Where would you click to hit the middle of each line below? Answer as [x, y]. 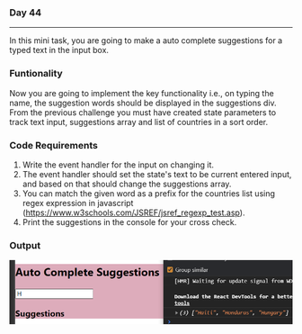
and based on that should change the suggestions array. [127, 184]
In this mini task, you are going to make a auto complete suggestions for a [146, 41]
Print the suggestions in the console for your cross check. [129, 221]
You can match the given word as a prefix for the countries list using [149, 193]
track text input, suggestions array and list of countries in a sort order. [138, 122]
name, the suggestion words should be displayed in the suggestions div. [143, 103]
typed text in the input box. [59, 50]
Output [25, 245]
